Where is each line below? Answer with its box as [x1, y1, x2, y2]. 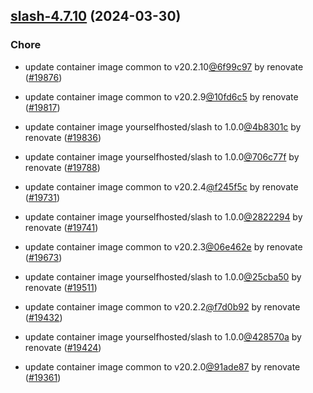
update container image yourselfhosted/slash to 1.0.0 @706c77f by [24, 150, 300, 163]
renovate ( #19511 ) [24, 281, 98, 293]
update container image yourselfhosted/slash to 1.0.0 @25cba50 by [24, 270, 302, 283]
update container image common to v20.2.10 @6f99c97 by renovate [24, 60, 304, 73]
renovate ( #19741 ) [24, 221, 99, 233]
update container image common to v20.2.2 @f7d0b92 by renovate [24, 300, 301, 313]
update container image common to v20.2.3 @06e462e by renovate [24, 240, 303, 253]
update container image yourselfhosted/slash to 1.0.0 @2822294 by [24, 210, 303, 223]
